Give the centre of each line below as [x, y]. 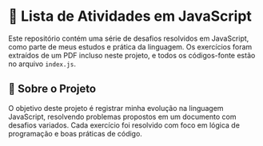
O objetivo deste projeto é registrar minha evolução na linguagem [116, 108]
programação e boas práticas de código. [75, 133]
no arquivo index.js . [42, 64]
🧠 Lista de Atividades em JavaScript [130, 16]
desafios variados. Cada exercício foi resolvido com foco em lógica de [124, 125]
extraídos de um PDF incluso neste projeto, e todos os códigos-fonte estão [132, 55]
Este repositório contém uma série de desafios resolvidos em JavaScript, [129, 38]
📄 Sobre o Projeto [52, 89]
